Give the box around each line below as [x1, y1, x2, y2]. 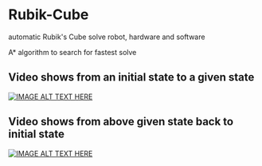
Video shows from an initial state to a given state [8, 70, 255, 85]
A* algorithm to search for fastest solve [8, 47, 137, 57]
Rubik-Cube [8, 6, 89, 24]
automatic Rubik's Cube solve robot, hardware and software [8, 32, 205, 41]
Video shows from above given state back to [8, 115, 233, 128]
